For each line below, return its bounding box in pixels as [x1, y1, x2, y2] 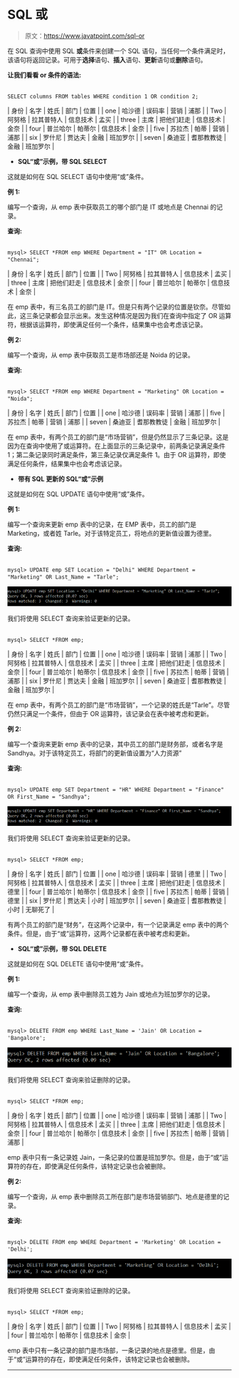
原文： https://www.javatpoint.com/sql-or [24, 31, 145, 40]
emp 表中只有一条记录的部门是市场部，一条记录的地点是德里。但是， [7, 1346, 209, 1354]
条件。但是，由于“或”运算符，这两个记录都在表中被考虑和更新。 [7, 929, 194, 938]
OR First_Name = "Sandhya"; [7, 793, 91, 801]
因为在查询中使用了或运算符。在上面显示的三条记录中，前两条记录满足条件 [7, 442, 225, 450]
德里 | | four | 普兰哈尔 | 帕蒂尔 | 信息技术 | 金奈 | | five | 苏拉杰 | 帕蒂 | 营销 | [7, 887, 229, 896]
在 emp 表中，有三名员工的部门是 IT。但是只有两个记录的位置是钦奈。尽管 [7, 302, 225, 311]
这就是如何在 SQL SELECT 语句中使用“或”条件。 [7, 172, 148, 180]
